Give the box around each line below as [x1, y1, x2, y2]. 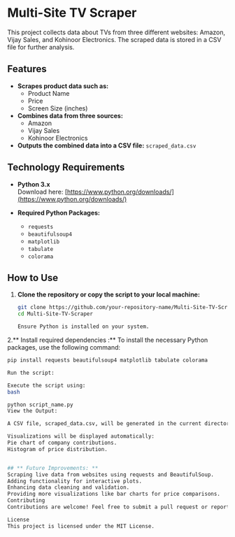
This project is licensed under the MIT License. [7, 522, 155, 529]
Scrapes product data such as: [17, 82, 109, 90]
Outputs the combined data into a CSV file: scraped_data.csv [17, 141, 197, 150]
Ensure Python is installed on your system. [17, 323, 150, 330]
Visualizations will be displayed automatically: [7, 433, 155, 440]
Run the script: [7, 369, 55, 376]
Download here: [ [17, 187, 68, 196]
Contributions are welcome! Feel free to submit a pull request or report [7, 503, 230, 510]
